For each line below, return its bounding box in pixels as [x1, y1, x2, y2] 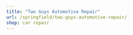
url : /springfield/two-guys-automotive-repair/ [6, 14, 128, 20]
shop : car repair [6, 20, 50, 26]
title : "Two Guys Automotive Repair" [6, 8, 101, 15]
